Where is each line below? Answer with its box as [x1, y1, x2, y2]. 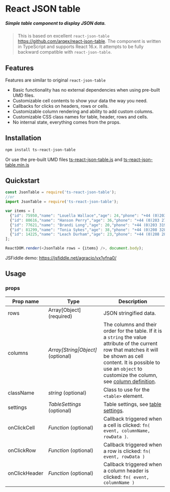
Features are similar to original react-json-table [5, 77, 106, 83]
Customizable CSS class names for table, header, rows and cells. [12, 113, 148, 119]
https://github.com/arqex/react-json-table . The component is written [17, 38, 161, 45]
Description [118, 298, 148, 305]
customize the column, [103, 372, 158, 379]
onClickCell [8, 424, 35, 431]
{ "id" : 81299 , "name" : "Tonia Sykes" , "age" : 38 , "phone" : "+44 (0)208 [10, 227, 157, 232]
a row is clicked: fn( [103, 447, 151, 455]
